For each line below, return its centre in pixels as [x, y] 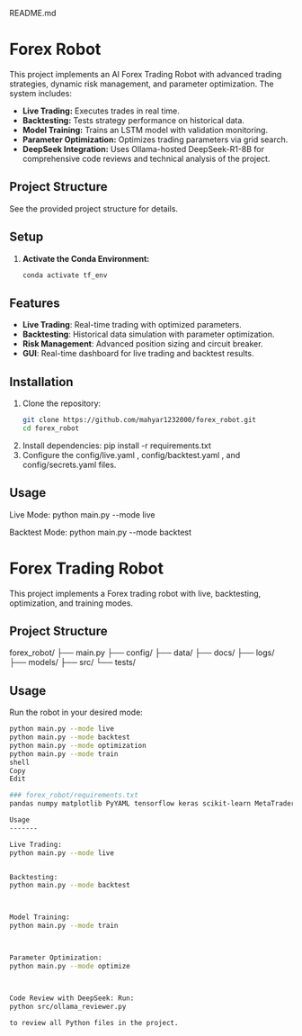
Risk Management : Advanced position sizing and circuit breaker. [142, 344]
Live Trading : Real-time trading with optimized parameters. [132, 325]
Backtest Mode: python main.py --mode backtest [100, 532]
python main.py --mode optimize [70, 966]
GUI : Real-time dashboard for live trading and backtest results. [138, 354]
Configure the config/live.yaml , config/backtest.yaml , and [131, 455]
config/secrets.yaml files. [69, 464]
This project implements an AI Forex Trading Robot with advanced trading [146, 74]
